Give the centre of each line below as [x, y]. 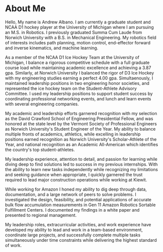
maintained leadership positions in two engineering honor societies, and [77, 83]
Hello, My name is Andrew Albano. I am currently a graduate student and [78, 22]
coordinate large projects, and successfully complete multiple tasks [73, 235]
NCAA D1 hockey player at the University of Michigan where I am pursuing [80, 27]
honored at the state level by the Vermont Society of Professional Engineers [81, 124]
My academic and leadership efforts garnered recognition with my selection [81, 113]
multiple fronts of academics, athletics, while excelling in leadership [73, 134]
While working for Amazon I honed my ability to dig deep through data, [76, 189]
